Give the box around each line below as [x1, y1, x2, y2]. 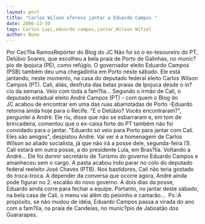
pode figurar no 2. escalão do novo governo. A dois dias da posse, [6, 179, 174, 186]
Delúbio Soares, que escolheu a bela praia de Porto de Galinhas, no [6, 55, 177, 62]
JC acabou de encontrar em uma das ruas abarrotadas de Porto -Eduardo [6, 100, 193, 108]
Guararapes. [6, 211, 38, 218]
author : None [6, 32, 40, 38]
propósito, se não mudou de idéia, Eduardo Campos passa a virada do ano [6, 198, 195, 206]
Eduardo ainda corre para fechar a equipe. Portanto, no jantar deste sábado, [6, 185, 199, 193]
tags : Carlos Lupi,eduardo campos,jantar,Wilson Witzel [6, 26, 152, 32]
